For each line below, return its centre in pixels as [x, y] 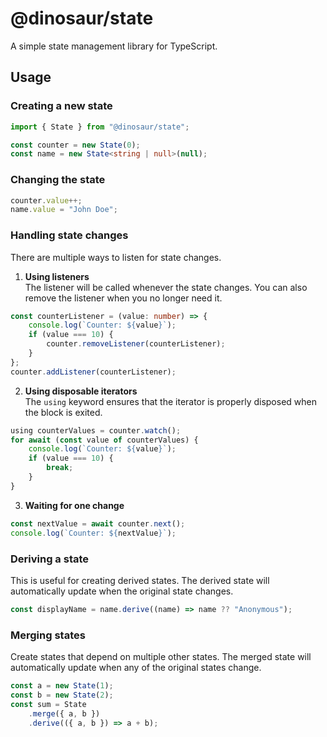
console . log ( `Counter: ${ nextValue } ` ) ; [93, 533]
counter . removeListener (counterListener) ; [136, 344]
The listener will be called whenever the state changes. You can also [166, 287]
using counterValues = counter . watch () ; [96, 430]
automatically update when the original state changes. [122, 591]
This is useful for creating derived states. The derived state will [140, 580]
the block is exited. [63, 412]
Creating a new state [61, 106]
